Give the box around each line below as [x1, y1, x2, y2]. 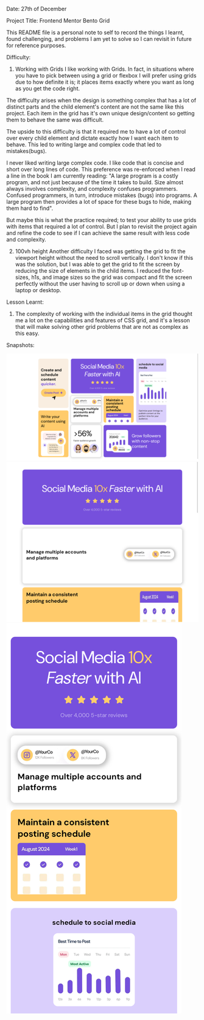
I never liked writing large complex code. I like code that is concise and [6, 159, 184, 167]
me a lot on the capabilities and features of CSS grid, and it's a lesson [15, 317, 191, 324]
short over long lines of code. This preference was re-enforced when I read [6, 166, 196, 173]
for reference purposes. [6, 42, 66, 49]
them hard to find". [6, 204, 54, 212]
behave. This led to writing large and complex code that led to [6, 141, 162, 148]
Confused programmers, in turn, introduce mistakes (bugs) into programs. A [6, 192, 198, 199]
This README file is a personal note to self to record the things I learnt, [6, 29, 185, 36]
